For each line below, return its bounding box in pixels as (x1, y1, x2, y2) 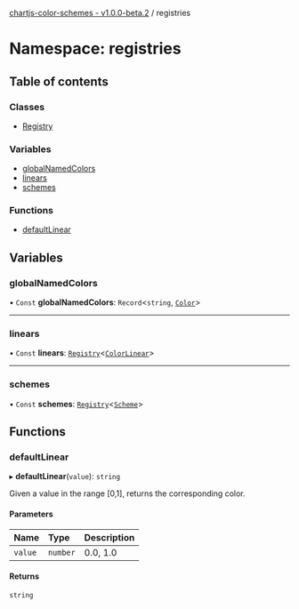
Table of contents (9, 74, 109, 89)
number (47, 547, 76, 557)
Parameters (9, 509, 53, 519)
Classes (9, 100, 45, 113)
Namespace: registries (9, 39, 182, 59)
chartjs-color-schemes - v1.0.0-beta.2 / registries (9, 8, 191, 18)
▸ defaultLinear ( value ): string (9, 471, 121, 482)
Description (84, 531, 135, 543)
